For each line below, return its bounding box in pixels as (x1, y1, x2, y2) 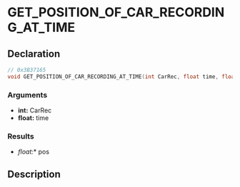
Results (7, 131, 34, 141)
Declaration (7, 48, 61, 60)
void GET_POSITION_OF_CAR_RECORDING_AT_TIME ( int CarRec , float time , (7, 73, 219, 80)
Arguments (7, 90, 48, 100)
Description (7, 168, 61, 180)
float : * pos (17, 147, 50, 156)
